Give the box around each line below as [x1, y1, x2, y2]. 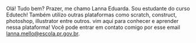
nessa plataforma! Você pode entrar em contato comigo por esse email [6, 24, 181, 31]
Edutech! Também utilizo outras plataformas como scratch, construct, [6, 11, 177, 18]
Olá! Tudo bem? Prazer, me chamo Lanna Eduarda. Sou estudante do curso [6, 5, 190, 12]
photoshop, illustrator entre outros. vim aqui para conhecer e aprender [6, 18, 179, 24]
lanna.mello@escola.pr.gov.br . [6, 30, 80, 37]
